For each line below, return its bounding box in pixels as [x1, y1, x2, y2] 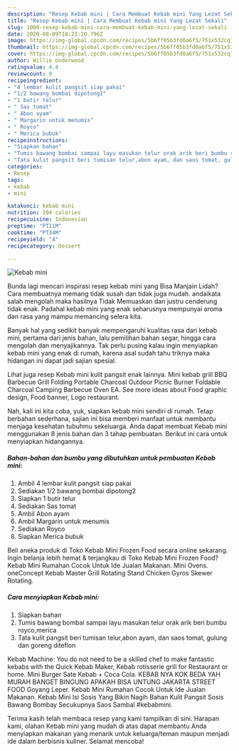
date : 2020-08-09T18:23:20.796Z [7, 30, 103, 38]
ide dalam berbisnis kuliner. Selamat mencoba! [7, 737, 144, 746]
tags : [7, 176, 23, 183]
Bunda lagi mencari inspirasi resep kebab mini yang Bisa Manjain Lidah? [7, 282, 218, 291]
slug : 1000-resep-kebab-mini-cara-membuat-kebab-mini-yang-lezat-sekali [7, 24, 228, 31]
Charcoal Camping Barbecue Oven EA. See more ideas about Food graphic [7, 385, 228, 394]
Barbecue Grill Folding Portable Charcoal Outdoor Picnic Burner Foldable [7, 378, 221, 386]
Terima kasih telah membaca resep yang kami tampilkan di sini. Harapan [7, 715, 220, 723]
